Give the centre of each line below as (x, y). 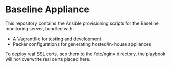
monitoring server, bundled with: (40, 28)
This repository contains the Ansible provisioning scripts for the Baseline (82, 23)
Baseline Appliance (47, 9)
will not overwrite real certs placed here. (48, 59)
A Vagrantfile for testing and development (57, 39)
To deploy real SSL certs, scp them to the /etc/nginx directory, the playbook (85, 54)
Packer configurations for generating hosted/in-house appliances (82, 44)
